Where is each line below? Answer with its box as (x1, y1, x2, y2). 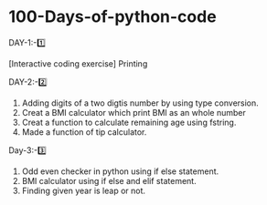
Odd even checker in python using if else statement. (21, 166, 219, 177)
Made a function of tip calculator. (21, 126, 147, 138)
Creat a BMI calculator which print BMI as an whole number (21, 107, 246, 118)
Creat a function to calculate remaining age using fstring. (21, 117, 237, 128)
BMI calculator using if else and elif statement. (21, 175, 198, 186)
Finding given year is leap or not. (21, 185, 146, 196)
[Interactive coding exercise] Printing (8, 57, 148, 69)
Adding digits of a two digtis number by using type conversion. (21, 97, 260, 108)
